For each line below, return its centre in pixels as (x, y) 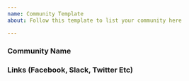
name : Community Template (45, 14)
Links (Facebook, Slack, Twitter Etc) (70, 70)
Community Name (39, 51)
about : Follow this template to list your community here (94, 20)
